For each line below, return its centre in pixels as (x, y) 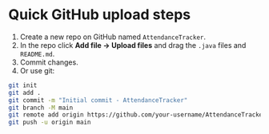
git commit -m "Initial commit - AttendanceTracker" (98, 100)
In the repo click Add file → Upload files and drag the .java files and (133, 45)
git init (23, 85)
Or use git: (37, 70)
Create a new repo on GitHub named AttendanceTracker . (113, 37)
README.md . (37, 53)
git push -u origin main (50, 122)
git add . (25, 93)
